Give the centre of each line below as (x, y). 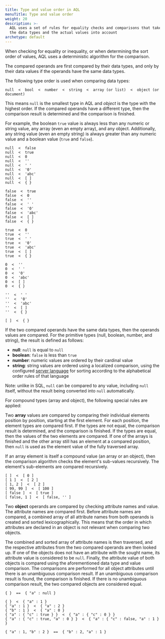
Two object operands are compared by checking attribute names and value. (82, 506)
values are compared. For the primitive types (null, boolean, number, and (79, 335)
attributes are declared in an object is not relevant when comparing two (77, 527)
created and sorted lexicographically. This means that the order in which (78, 522)
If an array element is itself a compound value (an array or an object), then (80, 456)
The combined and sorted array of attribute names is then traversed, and (79, 542)
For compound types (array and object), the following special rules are (76, 400)
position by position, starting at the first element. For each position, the (77, 420)
